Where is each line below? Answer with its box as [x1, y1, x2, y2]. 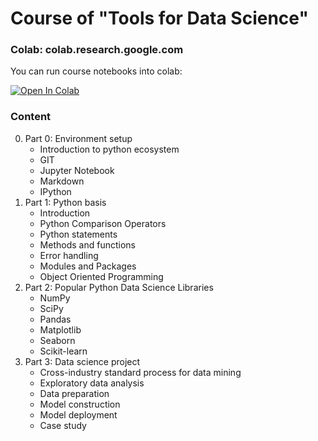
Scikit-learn [39, 345, 88, 357]
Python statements [39, 228, 118, 240]
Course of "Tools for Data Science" [10, 7, 309, 30]
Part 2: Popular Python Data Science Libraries [24, 281, 214, 293]
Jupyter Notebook [39, 164, 115, 176]
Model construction [39, 398, 121, 410]
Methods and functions [39, 238, 136, 251]
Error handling [39, 249, 99, 261]
